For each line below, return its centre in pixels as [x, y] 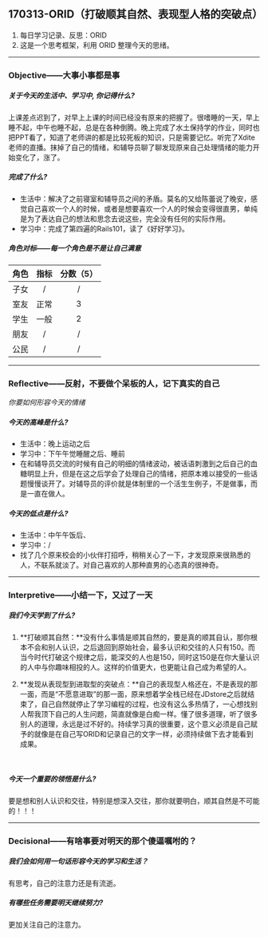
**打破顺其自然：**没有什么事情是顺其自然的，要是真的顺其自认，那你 [135, 637]
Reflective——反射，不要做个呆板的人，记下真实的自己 [114, 383]
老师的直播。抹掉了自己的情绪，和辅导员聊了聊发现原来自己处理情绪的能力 [130, 147]
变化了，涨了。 [39, 157]
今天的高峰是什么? [38, 422]
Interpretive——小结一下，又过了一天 [81, 595]
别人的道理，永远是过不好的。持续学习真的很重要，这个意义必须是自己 [135, 724]
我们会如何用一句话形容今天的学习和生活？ [78, 861]
